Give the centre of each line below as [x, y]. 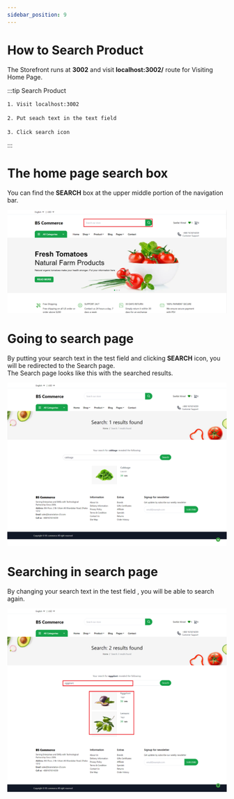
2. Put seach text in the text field [62, 118]
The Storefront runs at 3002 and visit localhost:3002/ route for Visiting [110, 69]
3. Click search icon [39, 132]
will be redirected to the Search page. [61, 366]
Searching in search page [83, 572]
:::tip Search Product [37, 90]
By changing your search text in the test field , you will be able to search [111, 592]
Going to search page [71, 339]
